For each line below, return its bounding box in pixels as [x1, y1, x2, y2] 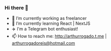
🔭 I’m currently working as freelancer [11, 16, 87, 21]
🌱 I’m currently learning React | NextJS [11, 20, 90, 26]
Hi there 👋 [4, 4, 29, 11]
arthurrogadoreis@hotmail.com [11, 40, 75, 46]
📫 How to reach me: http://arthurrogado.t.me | [11, 34, 107, 39]
